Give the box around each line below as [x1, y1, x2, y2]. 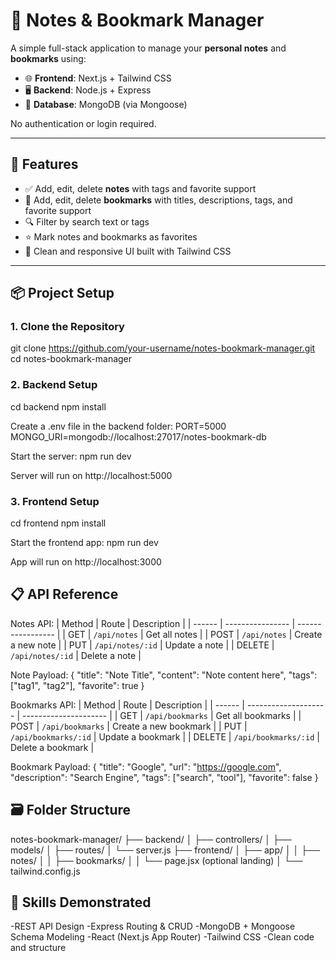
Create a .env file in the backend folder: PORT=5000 [10, 420, 227, 432]
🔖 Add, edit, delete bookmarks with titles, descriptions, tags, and [24, 194, 293, 206]
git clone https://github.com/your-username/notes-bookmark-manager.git [10, 342, 316, 354]
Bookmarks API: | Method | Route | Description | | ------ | [10, 699, 245, 711]
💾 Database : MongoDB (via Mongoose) [24, 98, 188, 110]
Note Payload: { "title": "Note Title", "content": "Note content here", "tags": [10, 669, 318, 681]
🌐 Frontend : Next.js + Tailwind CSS [24, 72, 172, 84]
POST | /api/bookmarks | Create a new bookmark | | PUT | [10, 720, 248, 732]
